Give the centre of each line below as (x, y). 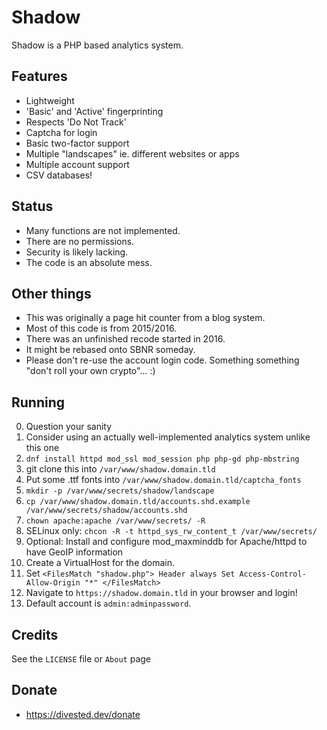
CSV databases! (59, 175)
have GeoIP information (74, 552)
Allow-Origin (53, 583)
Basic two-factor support (77, 143)
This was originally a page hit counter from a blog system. (145, 318)
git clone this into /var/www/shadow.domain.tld (120, 469)
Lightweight (50, 100)
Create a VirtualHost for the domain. (100, 563)
